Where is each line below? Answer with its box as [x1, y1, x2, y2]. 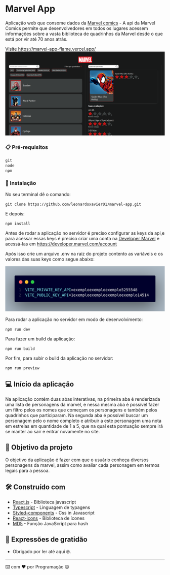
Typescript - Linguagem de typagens [12, 504, 90, 510]
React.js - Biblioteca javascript [12, 499, 76, 505]
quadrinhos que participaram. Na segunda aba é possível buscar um [5, 412, 148, 418]
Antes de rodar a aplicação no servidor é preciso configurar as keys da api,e [5, 230, 165, 236]
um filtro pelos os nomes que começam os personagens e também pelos [5, 407, 158, 413]
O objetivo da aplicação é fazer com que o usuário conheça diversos [5, 457, 149, 463]
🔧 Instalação [5, 180, 36, 187]
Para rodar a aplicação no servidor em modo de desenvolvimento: [5, 316, 143, 323]
